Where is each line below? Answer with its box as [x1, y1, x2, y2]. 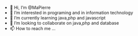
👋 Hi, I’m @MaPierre [9, 5, 51, 10]
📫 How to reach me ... [9, 26, 56, 31]
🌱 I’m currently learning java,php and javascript [9, 15, 106, 20]
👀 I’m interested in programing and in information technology [9, 10, 134, 16]
